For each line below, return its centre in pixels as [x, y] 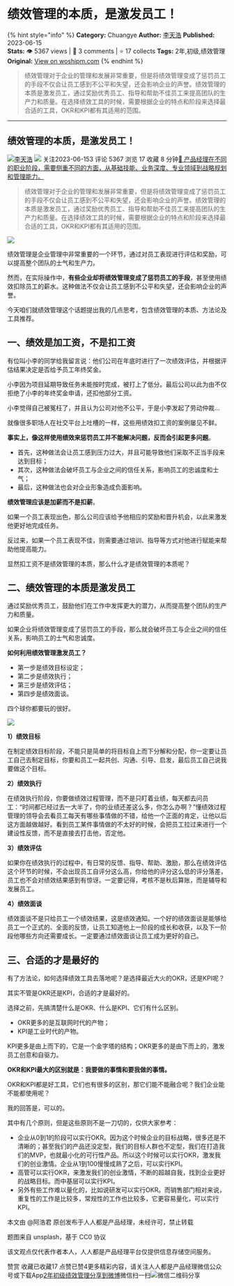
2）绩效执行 [24, 783]
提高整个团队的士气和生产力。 [56, 263]
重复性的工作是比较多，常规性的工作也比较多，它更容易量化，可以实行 [118, 1199]
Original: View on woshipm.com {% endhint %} [76, 61]
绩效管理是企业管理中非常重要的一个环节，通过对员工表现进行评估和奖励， [114, 254]
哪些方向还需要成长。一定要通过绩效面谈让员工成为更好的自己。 [111, 936]
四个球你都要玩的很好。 [41, 709]
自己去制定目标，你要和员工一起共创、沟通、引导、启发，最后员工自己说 [117, 760]
